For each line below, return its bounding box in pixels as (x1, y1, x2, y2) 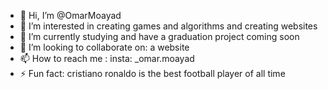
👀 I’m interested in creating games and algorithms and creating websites (19, 20, 318, 32)
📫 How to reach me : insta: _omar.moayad (19, 53, 195, 64)
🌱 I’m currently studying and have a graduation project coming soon (19, 31, 300, 42)
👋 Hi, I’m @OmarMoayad (19, 10, 122, 21)
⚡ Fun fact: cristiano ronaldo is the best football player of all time (19, 68, 286, 79)
